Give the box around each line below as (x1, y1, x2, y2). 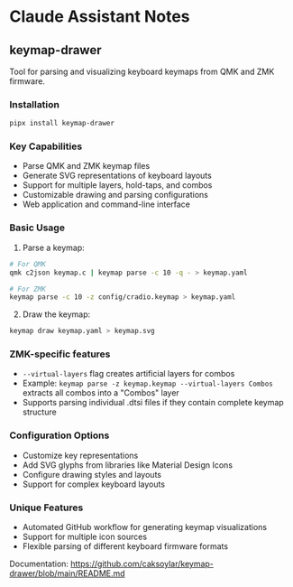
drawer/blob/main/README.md (9, 568, 125, 579)
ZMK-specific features (9, 348, 111, 360)
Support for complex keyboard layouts (22, 479, 165, 489)
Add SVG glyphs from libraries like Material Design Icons (22, 459, 233, 471)
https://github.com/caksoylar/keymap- (70, 558, 215, 570)
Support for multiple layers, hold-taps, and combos (22, 180, 213, 191)
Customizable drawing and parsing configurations (22, 190, 209, 200)
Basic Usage (9, 221, 66, 234)
